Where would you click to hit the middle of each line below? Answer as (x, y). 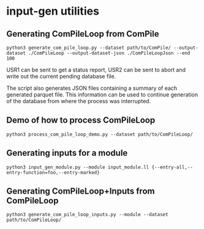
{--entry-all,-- (172, 167)
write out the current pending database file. (61, 76)
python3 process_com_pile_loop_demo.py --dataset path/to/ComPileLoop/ (100, 134)
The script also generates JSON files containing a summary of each (92, 88)
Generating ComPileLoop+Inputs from (81, 191)
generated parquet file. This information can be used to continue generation (102, 95)
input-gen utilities (53, 11)
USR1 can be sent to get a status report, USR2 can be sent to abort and (96, 70)
